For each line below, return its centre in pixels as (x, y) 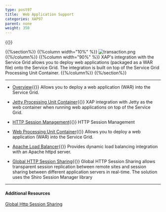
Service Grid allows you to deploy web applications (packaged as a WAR (79, 62)
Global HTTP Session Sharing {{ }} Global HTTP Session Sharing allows (84, 161)
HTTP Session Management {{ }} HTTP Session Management (73, 122)
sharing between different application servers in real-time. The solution (84, 172)
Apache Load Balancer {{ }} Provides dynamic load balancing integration (85, 147)
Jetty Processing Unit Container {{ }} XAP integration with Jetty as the (83, 102)
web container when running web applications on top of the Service (81, 107)
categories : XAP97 (24, 19)
